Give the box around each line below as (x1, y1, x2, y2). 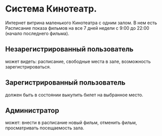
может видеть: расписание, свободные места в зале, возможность (5, 58, 151, 64)
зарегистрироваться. (5, 63, 51, 70)
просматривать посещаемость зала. (5, 125, 85, 131)
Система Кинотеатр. (5, 3, 97, 15)
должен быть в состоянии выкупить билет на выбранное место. (5, 92, 143, 98)
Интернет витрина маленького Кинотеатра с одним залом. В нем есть (5, 20, 157, 26)
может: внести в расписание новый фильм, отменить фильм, (5, 119, 137, 126)
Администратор (5, 106, 59, 115)
